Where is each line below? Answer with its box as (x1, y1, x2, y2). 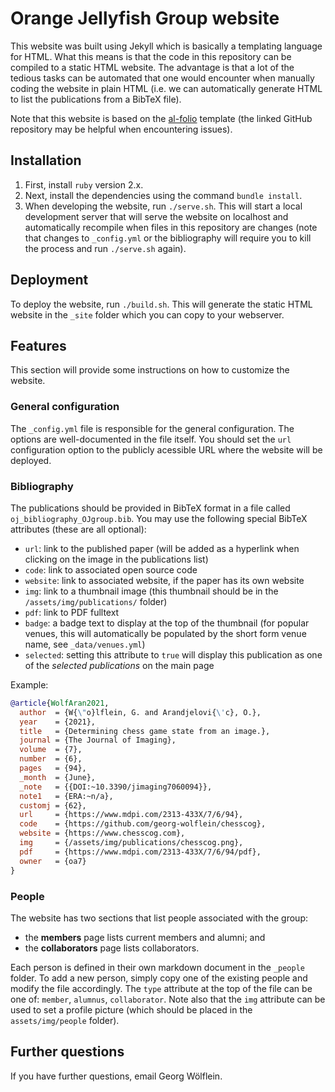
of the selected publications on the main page (24, 659, 215, 671)
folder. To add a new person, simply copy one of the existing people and (10, 972, 308, 984)
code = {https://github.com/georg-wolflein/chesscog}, (19, 819, 267, 829)
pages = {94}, (19, 763, 87, 774)
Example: (10, 678, 49, 691)
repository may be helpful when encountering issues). (10, 123, 233, 135)
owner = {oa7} (19, 856, 87, 866)
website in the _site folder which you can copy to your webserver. (10, 308, 285, 321)
